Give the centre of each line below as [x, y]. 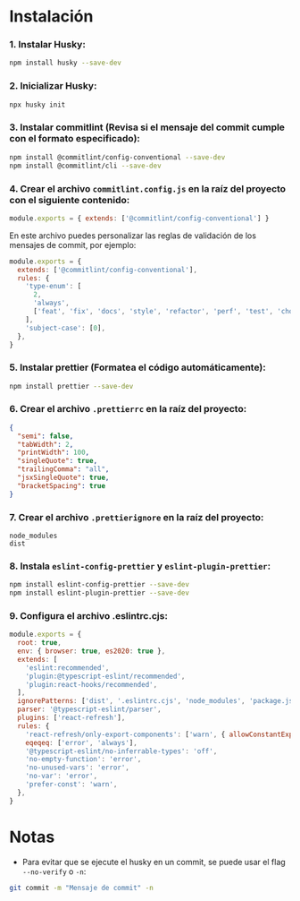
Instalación [51, 17]
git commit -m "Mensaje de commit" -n [81, 888]
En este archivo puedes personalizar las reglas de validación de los [133, 236]
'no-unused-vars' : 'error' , [77, 768]
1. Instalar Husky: [48, 45]
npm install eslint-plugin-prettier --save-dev [100, 593]
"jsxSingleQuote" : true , [63, 478]
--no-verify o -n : [54, 871]
